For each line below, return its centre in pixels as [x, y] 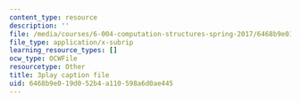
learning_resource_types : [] [63, 51]
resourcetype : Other [48, 67]
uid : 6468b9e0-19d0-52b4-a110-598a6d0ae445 [92, 83]
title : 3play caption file [59, 75]
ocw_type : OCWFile [43, 59]
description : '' [39, 26]
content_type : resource [54, 17]
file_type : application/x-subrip [71, 42]
